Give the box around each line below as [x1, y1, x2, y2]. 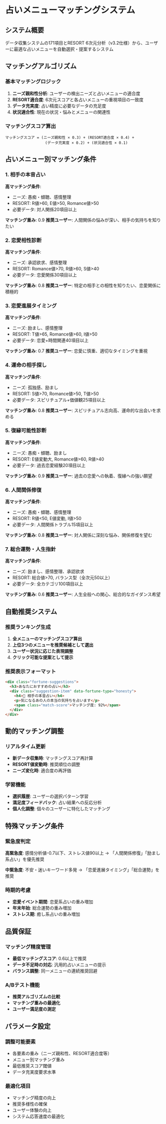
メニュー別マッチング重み [12, 1057, 65, 1062]
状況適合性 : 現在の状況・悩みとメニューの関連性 [12, 109, 111, 115]
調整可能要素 [5, 1038, 36, 1045]
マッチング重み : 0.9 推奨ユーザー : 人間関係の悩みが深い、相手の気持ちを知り [5, 217, 161, 223]
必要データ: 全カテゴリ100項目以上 [12, 581, 83, 587]
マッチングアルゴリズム [5, 62, 77, 70]
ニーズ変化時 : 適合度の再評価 [12, 768, 72, 774]
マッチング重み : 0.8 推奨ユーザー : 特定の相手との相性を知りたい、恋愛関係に [5, 282, 161, 288]
